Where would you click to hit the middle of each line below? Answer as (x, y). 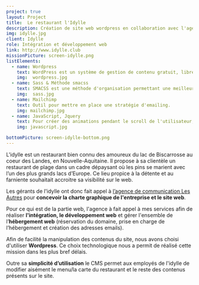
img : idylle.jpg (26, 34)
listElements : (24, 61)
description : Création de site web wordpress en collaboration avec (92, 28)
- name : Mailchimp (34, 99)
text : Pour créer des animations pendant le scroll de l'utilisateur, (106, 122)
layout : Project (26, 17)
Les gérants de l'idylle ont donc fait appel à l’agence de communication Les (98, 191)
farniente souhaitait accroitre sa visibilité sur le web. (70, 179)
